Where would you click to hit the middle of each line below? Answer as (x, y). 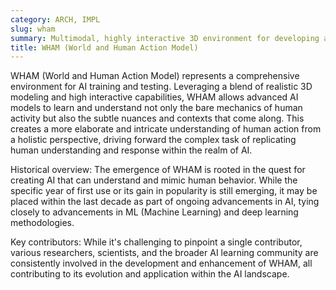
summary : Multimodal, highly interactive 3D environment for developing (165, 38)
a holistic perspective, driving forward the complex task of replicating (153, 140)
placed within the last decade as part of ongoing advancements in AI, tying (165, 202)
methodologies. (42, 223)
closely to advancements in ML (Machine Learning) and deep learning (154, 212)
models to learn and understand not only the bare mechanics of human (156, 108)
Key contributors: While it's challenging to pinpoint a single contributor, (156, 242)
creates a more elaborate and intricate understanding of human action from (166, 129)
